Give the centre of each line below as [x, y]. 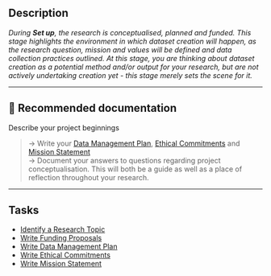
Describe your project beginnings [64, 127]
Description [38, 13]
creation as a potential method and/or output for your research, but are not [134, 67]
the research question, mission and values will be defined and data [120, 49]
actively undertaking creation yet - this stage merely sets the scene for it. [130, 75]
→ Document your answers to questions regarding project [124, 160]
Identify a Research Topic [63, 229]
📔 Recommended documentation [93, 108]
